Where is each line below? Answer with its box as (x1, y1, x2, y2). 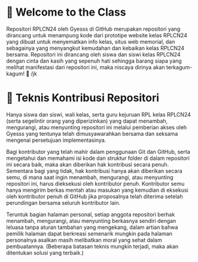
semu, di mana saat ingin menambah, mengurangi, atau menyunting (6, 174, 173, 181)
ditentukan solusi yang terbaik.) (6, 249, 84, 256)
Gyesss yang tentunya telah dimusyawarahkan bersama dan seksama (6, 130, 178, 137)
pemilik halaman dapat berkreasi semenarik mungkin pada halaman (6, 230, 172, 237)
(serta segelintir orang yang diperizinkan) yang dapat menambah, (6, 117, 168, 124)
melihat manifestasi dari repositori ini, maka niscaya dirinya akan (6, 63, 166, 71)
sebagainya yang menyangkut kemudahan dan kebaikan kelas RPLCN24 (6, 44, 185, 52)
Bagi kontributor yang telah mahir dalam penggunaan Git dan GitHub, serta (6, 148, 190, 155)
